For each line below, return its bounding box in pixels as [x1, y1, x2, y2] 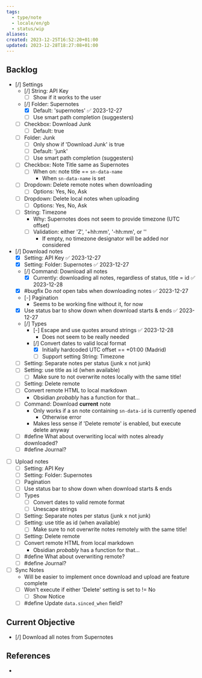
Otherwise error [42, 413, 81, 421]
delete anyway [33, 426, 69, 433]
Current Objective [6, 617, 75, 627]
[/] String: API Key [24, 87, 69, 94]
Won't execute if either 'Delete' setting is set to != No [24, 586, 156, 593]
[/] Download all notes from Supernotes [14, 633, 113, 641]
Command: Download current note [24, 400, 112, 407]
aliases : [6, 31, 28, 37]
